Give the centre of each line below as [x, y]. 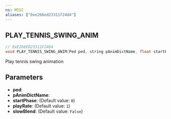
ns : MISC [15, 10]
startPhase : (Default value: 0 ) [44, 100]
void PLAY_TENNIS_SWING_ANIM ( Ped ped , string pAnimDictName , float [78, 52]
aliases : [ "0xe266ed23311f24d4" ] [41, 15]
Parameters [24, 78]
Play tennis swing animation [34, 62]
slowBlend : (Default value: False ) [48, 111]
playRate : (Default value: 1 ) [41, 106]
